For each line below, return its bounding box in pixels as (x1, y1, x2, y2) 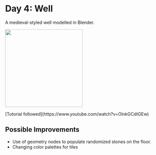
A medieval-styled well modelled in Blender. (5, 19, 95, 25)
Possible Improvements (5, 125, 80, 134)
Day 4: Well (5, 3, 53, 14)
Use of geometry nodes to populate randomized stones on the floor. (12, 139, 152, 145)
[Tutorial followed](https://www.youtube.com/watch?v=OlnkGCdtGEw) (5, 111, 150, 117)
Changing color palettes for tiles (12, 144, 78, 150)
